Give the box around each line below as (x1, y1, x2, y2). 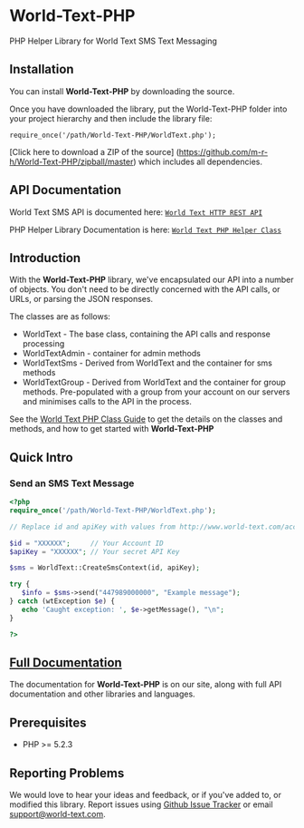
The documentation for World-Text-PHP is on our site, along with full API (9, 679, 282, 690)
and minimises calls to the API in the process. (22, 396, 192, 407)
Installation (9, 62, 74, 77)
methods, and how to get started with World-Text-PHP (9, 424, 214, 434)
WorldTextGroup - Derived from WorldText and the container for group (22, 377, 287, 388)
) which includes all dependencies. (132, 156, 263, 167)
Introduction (9, 250, 81, 266)
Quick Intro (9, 450, 74, 465)
